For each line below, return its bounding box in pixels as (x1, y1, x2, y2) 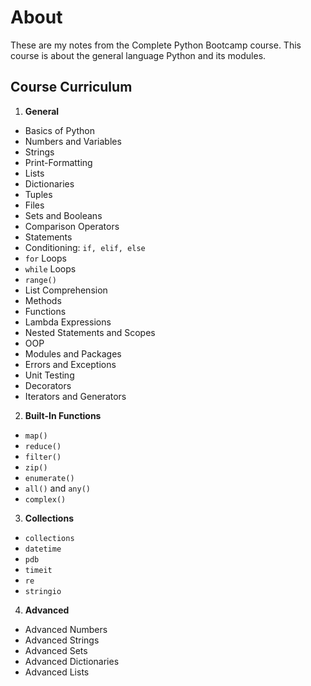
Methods (24, 294, 62, 306)
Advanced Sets (24, 644, 88, 656)
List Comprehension (24, 284, 108, 296)
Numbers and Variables (24, 135, 122, 147)
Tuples (24, 188, 53, 200)
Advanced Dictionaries (24, 655, 120, 667)
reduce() (24, 441, 62, 451)
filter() (24, 452, 62, 462)
